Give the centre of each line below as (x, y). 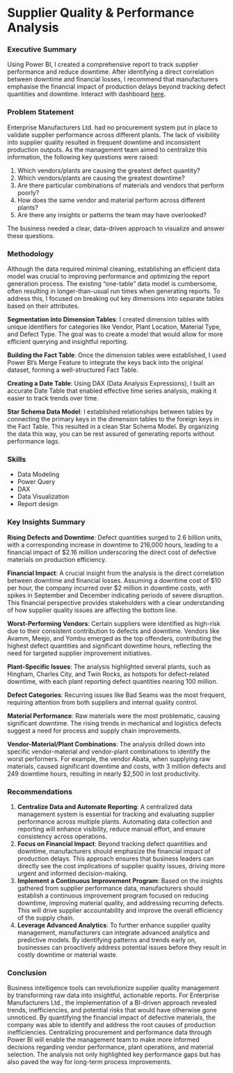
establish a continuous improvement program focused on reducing (113, 895)
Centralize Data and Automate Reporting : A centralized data (105, 806)
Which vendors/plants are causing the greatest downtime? (101, 178)
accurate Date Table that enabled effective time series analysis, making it (112, 391)
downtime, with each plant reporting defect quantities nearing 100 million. (113, 681)
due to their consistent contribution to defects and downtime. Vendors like (113, 631)
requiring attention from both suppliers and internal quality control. (103, 702)
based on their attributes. (43, 306)
